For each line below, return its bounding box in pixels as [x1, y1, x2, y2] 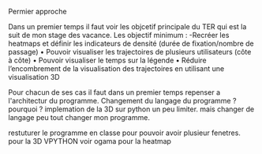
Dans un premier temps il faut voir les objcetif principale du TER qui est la [8, 22, 247, 31]
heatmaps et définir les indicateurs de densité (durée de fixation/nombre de [8, 39, 254, 48]
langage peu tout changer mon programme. [8, 113, 150, 122]
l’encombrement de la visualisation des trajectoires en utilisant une [8, 64, 225, 73]
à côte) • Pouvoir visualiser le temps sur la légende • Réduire [8, 55, 207, 65]
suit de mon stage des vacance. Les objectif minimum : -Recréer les [8, 31, 230, 39]
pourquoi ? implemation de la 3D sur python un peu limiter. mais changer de [8, 104, 255, 114]
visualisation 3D [8, 73, 61, 81]
